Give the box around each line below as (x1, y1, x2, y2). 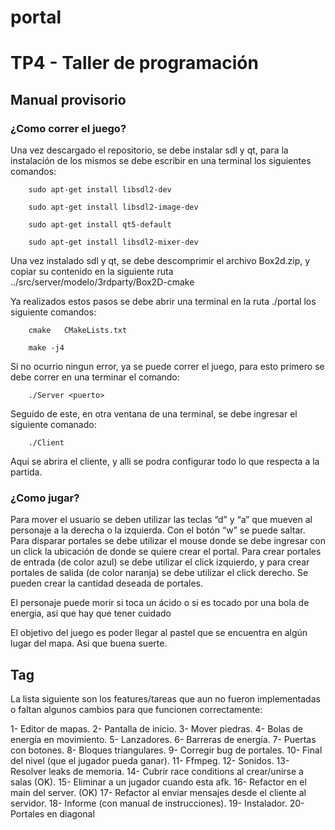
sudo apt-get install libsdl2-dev (28, 185, 172, 195)
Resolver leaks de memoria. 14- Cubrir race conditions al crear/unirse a (10, 766, 304, 778)
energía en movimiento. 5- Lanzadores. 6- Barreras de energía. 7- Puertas (10, 734, 317, 746)
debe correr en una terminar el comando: (10, 371, 180, 383)
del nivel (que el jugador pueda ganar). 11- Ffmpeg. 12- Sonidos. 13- (10, 755, 290, 767)
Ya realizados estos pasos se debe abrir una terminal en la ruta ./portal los (10, 296, 317, 308)
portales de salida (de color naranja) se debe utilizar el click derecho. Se (10, 567, 309, 579)
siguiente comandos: (10, 306, 97, 318)
